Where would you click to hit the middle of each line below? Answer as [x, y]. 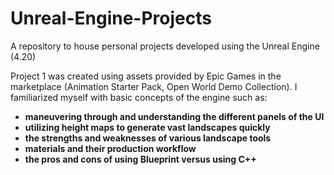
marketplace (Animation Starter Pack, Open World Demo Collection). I [154, 86]
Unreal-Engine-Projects [111, 18]
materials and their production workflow [110, 148]
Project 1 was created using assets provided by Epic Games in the [146, 76]
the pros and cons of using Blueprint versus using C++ [140, 159]
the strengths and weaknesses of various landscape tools [148, 138]
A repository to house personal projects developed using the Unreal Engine [165, 46]
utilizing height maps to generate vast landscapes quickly [147, 127]
